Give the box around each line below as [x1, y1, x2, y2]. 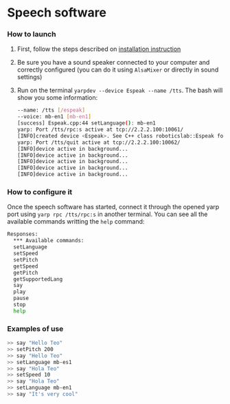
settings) [16, 73, 43, 81]
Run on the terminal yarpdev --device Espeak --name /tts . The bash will [16, 86, 223, 94]
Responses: [7, 231, 38, 238]
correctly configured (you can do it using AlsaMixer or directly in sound [16, 65, 219, 74]
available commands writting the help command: [7, 217, 145, 226]
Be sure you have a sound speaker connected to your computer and [16, 59, 210, 67]
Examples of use [7, 323, 64, 333]
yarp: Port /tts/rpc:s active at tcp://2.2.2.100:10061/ [16, 126, 184, 134]
